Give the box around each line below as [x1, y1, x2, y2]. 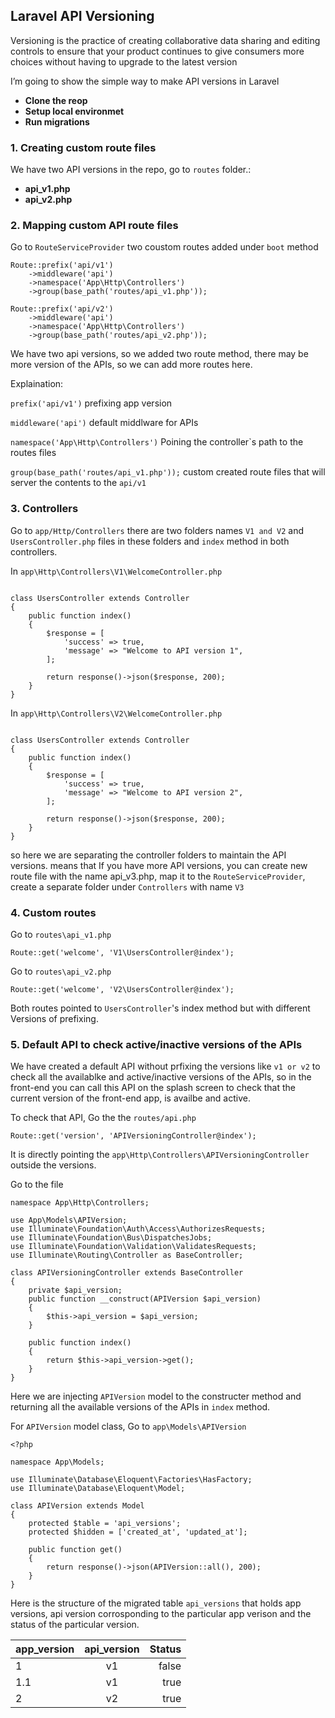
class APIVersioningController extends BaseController [10, 1268, 244, 1278]
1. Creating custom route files [10, 140, 157, 154]
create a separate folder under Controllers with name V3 [10, 880, 245, 893]
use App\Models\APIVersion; [10, 1215, 128, 1226]
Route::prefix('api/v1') [10, 260, 114, 271]
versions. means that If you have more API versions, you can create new [10, 859, 308, 871]
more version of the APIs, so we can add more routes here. [10, 359, 253, 371]
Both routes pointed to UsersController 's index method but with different [10, 1002, 311, 1014]
